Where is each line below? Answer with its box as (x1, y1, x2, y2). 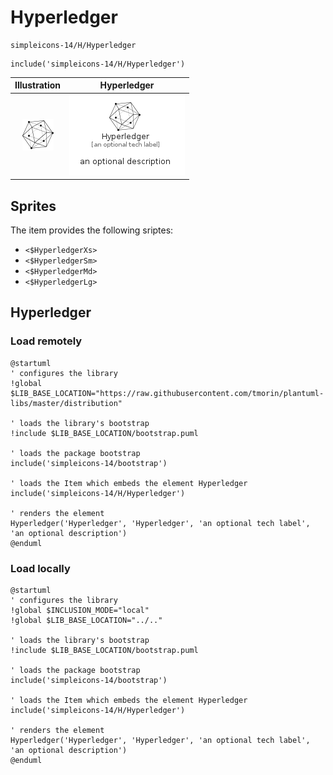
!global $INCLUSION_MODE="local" (10, 605, 150, 615)
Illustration (14, 79, 62, 91)
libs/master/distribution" (10, 398, 123, 408)
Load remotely (10, 334, 83, 348)
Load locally (10, 561, 71, 575)
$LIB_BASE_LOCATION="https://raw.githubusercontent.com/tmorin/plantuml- (10, 388, 325, 398)
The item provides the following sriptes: (10, 224, 174, 236)
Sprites (10, 197, 57, 215)
